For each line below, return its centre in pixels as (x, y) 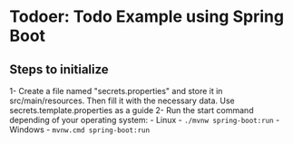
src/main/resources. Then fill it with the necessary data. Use (122, 101)
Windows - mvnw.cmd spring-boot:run (80, 130)
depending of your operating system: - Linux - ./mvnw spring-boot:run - (145, 120)
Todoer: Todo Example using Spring (146, 17)
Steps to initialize (59, 69)
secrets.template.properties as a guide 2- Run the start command (132, 110)
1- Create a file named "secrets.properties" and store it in (116, 91)
